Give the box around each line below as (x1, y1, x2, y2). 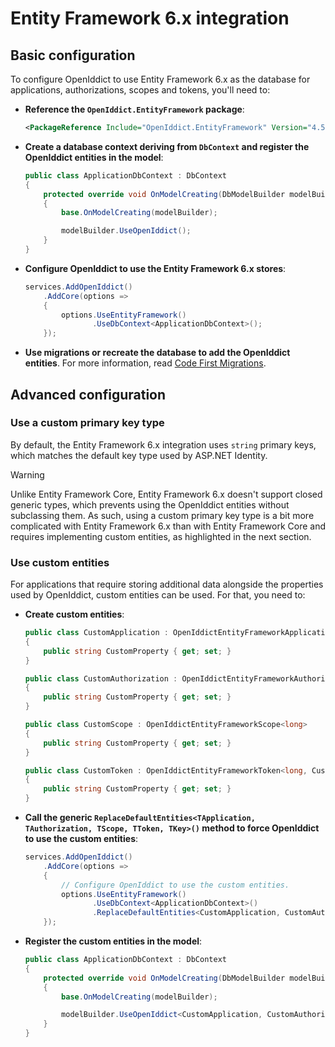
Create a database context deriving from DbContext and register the (24, 140, 310, 152)
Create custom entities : (24, 608, 125, 621)
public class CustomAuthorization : (24, 673, 178, 684)
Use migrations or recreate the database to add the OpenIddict (24, 347, 291, 359)
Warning (10, 468, 45, 481)
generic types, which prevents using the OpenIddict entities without (10, 498, 290, 511)
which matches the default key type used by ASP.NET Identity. (10, 449, 268, 461)
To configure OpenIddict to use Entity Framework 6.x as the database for (10, 73, 311, 85)
